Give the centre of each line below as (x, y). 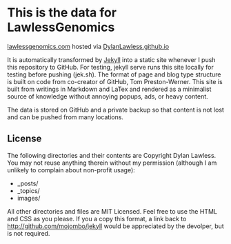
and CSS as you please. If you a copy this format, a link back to (97, 218)
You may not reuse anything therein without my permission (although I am (112, 163)
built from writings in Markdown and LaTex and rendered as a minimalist (109, 89)
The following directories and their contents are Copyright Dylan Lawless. (112, 155)
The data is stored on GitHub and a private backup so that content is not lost (115, 110)
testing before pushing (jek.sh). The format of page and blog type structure (114, 74)
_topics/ (28, 190)
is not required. (29, 233)
